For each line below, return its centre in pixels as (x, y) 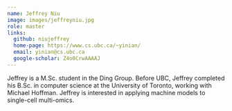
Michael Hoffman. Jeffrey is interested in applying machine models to (106, 92)
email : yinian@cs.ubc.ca (49, 52)
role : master (26, 26)
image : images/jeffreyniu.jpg (51, 20)
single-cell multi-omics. (41, 100)
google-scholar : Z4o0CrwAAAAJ (57, 59)
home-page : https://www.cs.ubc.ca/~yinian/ (77, 46)
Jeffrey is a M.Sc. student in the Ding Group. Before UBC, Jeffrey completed (116, 78)
